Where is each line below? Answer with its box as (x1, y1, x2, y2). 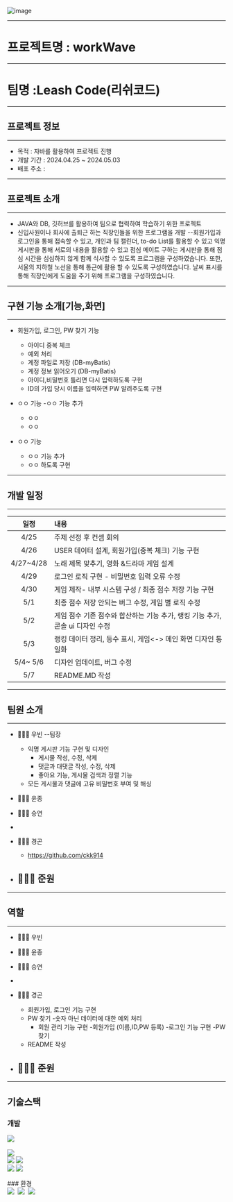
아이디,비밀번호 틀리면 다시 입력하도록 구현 (27, 375, 144, 384)
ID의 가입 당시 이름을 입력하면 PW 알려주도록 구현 (27, 384, 162, 393)
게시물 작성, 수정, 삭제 (37, 753, 98, 761)
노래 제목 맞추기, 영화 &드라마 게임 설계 (54, 559, 175, 568)
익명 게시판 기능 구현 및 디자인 (27, 745, 110, 753)
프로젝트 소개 (7, 193, 60, 205)
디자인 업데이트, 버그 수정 (54, 658, 132, 668)
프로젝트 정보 (7, 121, 60, 133)
